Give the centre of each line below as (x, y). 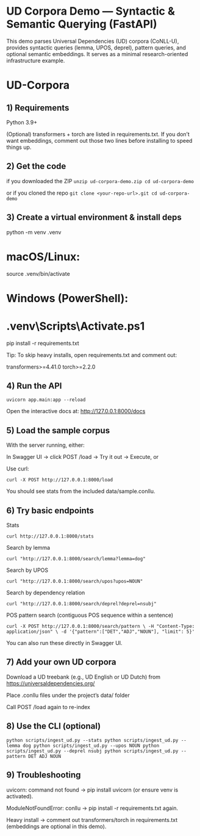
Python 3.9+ (22, 122)
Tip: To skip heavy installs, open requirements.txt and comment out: (92, 355)
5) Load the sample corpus (58, 431)
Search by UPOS (27, 570)
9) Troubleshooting (44, 775)
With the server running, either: (46, 445)
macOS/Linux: (43, 257)
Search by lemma (28, 548)
